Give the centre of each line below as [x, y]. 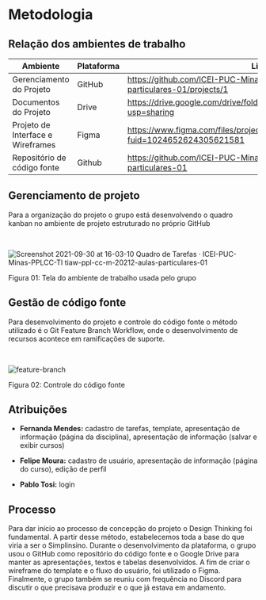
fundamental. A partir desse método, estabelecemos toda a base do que [126, 537]
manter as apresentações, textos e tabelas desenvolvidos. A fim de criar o [129, 562]
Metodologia [51, 15]
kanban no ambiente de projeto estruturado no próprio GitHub [109, 223]
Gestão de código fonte [67, 303]
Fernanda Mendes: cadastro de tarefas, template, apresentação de [129, 429]
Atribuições [38, 410]
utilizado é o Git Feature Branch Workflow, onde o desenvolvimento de [123, 330]
